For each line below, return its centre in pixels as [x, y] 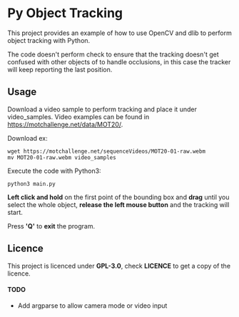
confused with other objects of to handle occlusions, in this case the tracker [119, 61]
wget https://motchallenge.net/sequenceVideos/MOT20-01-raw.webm [106, 151]
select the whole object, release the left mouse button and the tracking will [118, 204]
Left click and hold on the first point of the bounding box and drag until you [118, 197]
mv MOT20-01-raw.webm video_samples [62, 157]
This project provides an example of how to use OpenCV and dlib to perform [119, 33]
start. [15, 212]
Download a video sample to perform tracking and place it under [102, 109]
